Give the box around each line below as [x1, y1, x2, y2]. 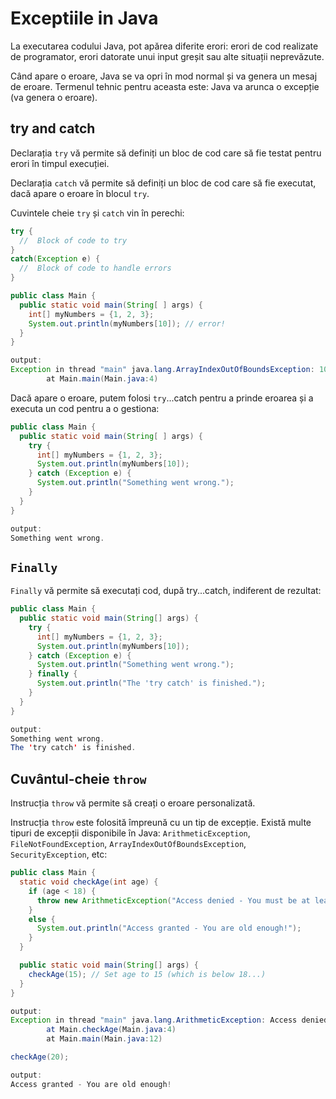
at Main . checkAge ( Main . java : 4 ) [46, 1025, 177, 1035]
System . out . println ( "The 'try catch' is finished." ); [36, 678, 267, 689]
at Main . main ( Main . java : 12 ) [46, 1034, 163, 1044]
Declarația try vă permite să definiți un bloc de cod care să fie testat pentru [10, 147, 322, 159]
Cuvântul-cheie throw [10, 770, 147, 787]
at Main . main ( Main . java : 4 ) [46, 374, 159, 384]
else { [28, 914, 56, 924]
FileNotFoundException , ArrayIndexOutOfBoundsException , [10, 838, 247, 850]
